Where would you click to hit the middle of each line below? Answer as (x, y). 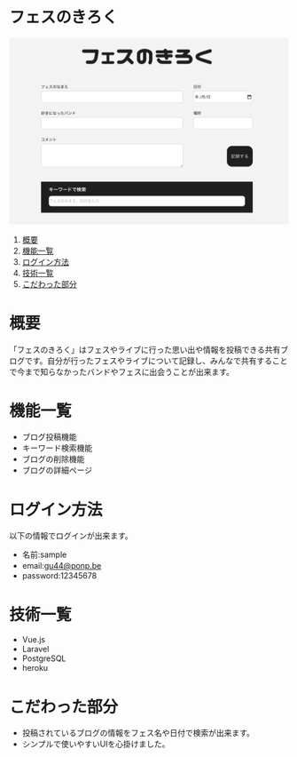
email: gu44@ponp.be (62, 566)
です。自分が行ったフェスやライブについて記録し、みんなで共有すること (156, 361)
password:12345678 (59, 576)
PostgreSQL (44, 658)
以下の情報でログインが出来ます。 (71, 536)
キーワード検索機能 (57, 448)
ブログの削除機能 (53, 459)
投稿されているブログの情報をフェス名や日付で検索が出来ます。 (138, 733)
